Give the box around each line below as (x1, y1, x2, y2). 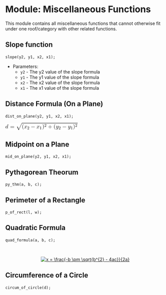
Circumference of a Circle (5, 271, 88, 280)
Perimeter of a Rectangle (5, 196, 85, 204)
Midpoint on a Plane (5, 140, 70, 149)
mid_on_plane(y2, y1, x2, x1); (5, 154, 72, 159)
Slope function (5, 41, 53, 49)
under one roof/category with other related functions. (5, 25, 117, 31)
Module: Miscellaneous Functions (5, 4, 151, 15)
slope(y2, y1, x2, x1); (5, 54, 56, 59)
